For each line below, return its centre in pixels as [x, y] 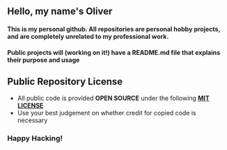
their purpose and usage [44, 60]
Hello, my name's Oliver [60, 11]
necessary [32, 120]
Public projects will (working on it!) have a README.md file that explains [114, 52]
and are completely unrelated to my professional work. [88, 36]
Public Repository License [65, 82]
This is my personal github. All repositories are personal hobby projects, [114, 29]
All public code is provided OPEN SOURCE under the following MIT [113, 98]
